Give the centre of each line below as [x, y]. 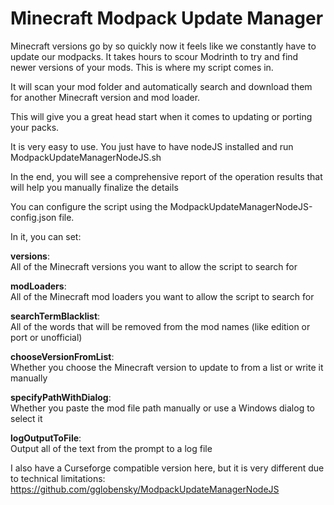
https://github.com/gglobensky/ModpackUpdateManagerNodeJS [145, 489]
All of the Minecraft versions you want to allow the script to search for [154, 266]
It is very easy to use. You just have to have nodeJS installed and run [152, 146]
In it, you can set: [46, 236]
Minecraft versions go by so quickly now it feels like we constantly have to [163, 46]
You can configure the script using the [89, 206]
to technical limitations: [58, 478]
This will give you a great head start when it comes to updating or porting [161, 116]
